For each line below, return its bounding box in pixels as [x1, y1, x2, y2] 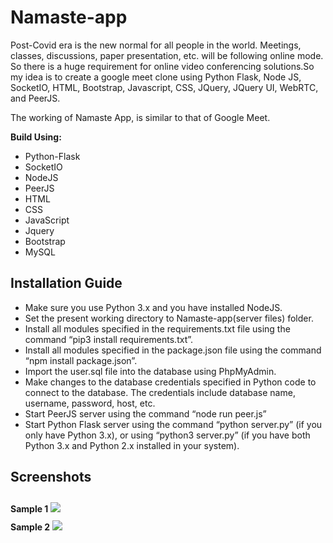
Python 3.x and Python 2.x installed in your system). [24, 439, 240, 451]
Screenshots [10, 469, 92, 486]
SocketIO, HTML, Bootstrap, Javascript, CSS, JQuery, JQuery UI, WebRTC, [10, 81, 319, 93]
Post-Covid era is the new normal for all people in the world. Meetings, [10, 39, 302, 51]
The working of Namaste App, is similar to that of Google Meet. [10, 111, 271, 123]
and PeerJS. [10, 92, 61, 104]
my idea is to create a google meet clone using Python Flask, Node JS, [10, 71, 302, 83]
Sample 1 [10, 502, 49, 515]
